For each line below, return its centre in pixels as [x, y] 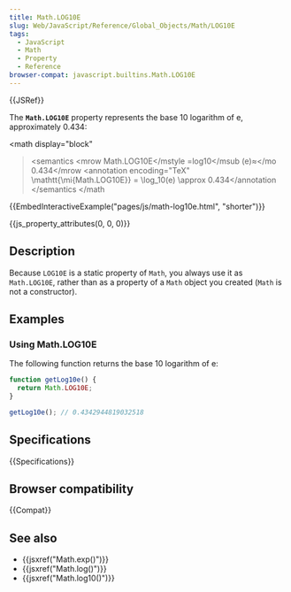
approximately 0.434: [48, 127]
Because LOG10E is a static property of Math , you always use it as [126, 273]
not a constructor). [43, 291]
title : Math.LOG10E [45, 17]
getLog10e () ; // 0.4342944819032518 [77, 412]
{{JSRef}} [27, 100]
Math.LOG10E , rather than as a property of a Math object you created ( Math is [145, 282]
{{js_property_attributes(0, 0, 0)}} [70, 223]
